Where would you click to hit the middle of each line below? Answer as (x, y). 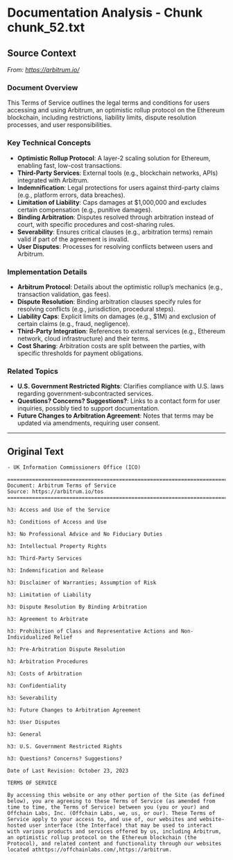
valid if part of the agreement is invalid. (73, 239)
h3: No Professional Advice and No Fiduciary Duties (85, 534)
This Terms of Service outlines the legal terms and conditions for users (109, 103)
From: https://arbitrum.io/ (43, 70)
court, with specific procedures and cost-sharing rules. (96, 224)
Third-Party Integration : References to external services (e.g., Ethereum (121, 331)
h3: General (24, 734)
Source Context (42, 53)
